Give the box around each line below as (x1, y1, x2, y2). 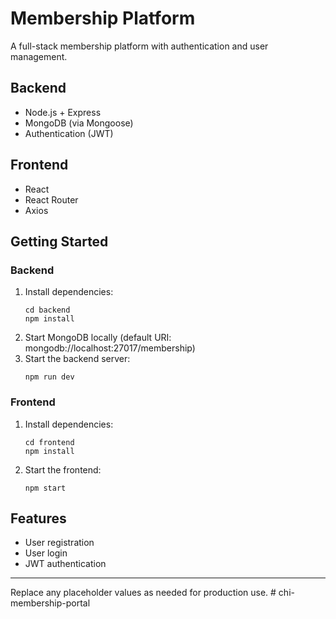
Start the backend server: (24, 353, 131, 365)
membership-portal (10, 597, 91, 609)
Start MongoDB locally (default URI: (24, 332, 172, 344)
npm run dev (24, 372, 75, 382)
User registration (24, 537, 95, 549)
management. (10, 50, 68, 62)
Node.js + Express (24, 106, 102, 118)
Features (10, 510, 67, 527)
